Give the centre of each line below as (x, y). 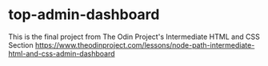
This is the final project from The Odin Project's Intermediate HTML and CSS (134, 37)
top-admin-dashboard (84, 15)
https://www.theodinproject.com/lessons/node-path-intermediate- (145, 45)
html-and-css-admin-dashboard (62, 53)
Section (21, 45)
